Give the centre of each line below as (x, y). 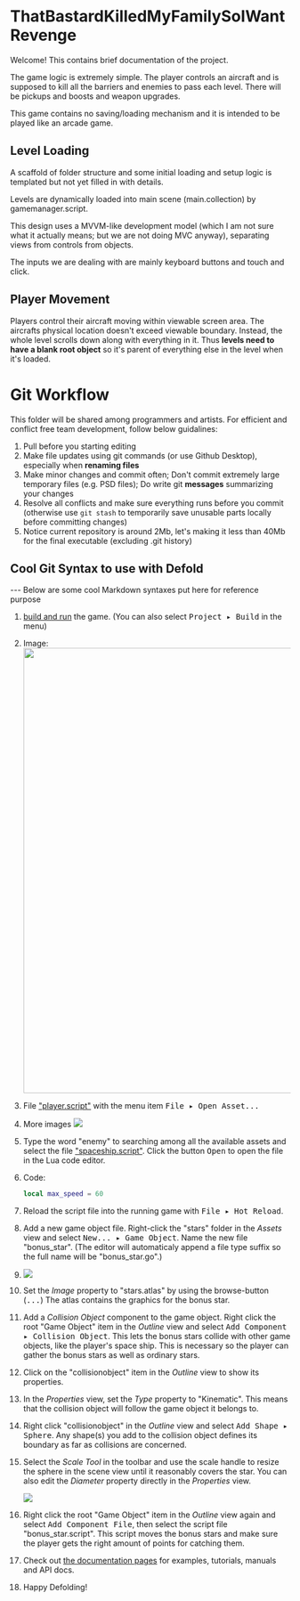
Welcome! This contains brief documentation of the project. (119, 60)
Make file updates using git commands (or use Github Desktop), (140, 455)
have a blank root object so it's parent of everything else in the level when (147, 349)
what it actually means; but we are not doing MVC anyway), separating (140, 235)
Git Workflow (60, 394)
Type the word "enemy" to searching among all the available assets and (154, 1142)
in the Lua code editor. (64, 1160)
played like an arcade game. (62, 123)
